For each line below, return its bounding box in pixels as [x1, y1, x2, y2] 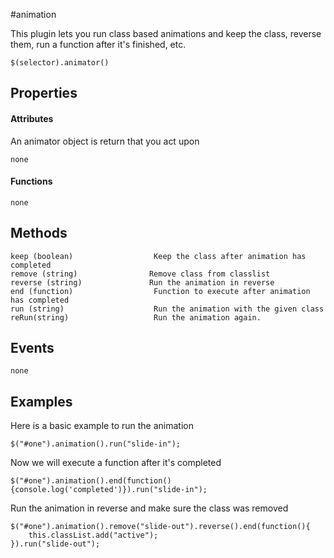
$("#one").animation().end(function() [10, 476, 172, 486]
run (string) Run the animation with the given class [10, 304, 325, 314]
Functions [10, 175, 53, 188]
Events [10, 340, 55, 356]
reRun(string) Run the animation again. [10, 312, 262, 323]
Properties [10, 85, 78, 102]
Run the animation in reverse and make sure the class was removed [10, 502, 289, 514]
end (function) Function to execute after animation [10, 286, 311, 296]
